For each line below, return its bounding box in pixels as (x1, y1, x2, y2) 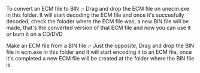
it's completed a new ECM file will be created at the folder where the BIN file (6, 55, 195, 62)
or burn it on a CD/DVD (6, 31, 63, 38)
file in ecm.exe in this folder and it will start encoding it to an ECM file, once (6, 48, 192, 56)
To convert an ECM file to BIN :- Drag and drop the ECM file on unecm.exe (6, 5, 190, 12)
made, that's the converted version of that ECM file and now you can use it (6, 24, 191, 31)
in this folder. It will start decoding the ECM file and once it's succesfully (6, 11, 184, 19)
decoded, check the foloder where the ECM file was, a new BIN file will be (6, 18, 189, 25)
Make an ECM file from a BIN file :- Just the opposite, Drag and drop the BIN (6, 42, 195, 49)
